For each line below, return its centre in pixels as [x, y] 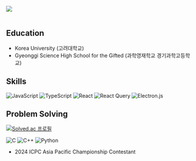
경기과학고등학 [173, 55]
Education [25, 33]
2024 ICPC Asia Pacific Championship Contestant [75, 152]
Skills [16, 82]
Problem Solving [37, 114]
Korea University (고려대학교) [49, 48]
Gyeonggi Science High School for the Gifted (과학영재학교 [85, 55]
